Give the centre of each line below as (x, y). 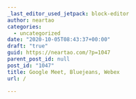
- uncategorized (37, 33)
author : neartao (31, 20)
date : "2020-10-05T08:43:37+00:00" (59, 40)
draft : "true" (28, 46)
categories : (24, 26)
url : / (17, 78)
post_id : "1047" (31, 66)
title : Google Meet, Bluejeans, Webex (63, 72)
